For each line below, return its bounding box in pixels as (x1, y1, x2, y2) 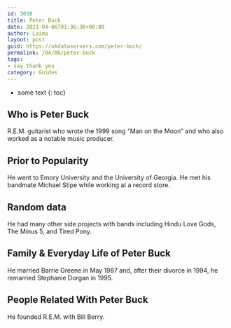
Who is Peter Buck (7, 108, 90, 120)
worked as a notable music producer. (7, 135, 115, 143)
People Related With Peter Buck (7, 294, 148, 306)
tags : (7, 56, 23, 63)
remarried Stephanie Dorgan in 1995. (7, 273, 113, 282)
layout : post (7, 36, 45, 43)
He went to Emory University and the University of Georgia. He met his (7, 173, 211, 182)
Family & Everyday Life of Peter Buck (7, 247, 171, 259)
